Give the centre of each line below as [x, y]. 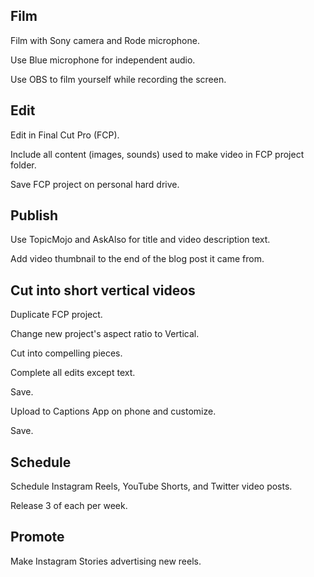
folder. [23, 165]
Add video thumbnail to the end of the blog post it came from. [137, 259]
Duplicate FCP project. [56, 315]
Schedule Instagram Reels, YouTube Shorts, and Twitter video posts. [151, 486]
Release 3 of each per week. [69, 506]
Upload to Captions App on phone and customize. [113, 411]
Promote [37, 537]
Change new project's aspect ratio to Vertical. [105, 334]
